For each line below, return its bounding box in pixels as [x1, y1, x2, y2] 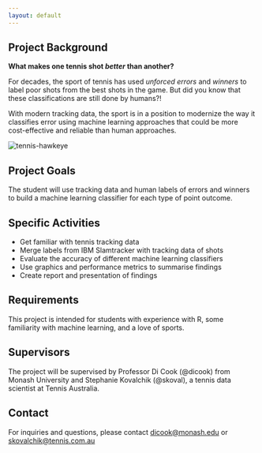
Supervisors [8, 346, 70, 359]
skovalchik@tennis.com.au [8, 436, 95, 445]
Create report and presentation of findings [19, 271, 158, 280]
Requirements [8, 294, 79, 307]
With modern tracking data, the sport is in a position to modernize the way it [8, 109, 256, 118]
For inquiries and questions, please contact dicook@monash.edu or [8, 427, 228, 436]
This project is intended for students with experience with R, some [8, 314, 224, 324]
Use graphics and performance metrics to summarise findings [19, 262, 223, 272]
